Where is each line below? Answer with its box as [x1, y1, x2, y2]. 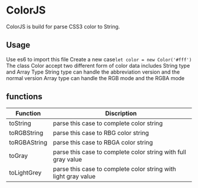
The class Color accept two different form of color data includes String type [6, 62, 190, 69]
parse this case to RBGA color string [52, 138, 153, 146]
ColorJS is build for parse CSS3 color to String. [6, 23, 120, 30]
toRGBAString [9, 138, 48, 146]
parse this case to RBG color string [52, 128, 149, 137]
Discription [105, 109, 137, 117]
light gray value [52, 172, 96, 180]
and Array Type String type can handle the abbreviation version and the [6, 68, 180, 75]
